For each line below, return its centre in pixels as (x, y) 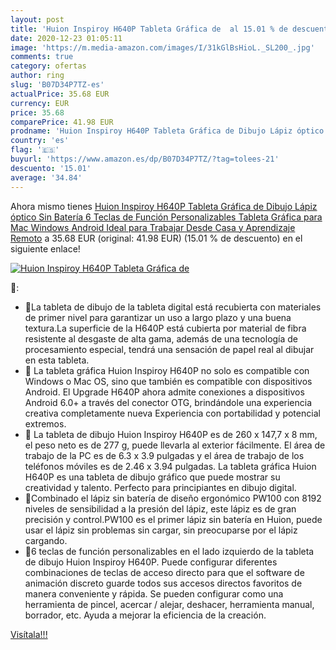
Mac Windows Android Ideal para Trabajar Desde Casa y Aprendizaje (153, 227)
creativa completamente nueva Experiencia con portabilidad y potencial (172, 413)
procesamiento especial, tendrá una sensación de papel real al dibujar (169, 349)
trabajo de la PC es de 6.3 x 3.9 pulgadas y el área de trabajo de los (164, 455)
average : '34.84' (46, 177)
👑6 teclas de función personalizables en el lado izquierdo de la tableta (169, 551)
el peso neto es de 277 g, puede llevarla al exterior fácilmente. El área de (175, 445)
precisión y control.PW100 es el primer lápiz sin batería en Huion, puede (173, 519)
